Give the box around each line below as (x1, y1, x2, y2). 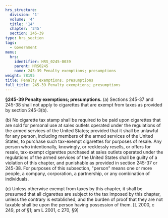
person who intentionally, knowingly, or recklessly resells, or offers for (5, 143, 151, 149)
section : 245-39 (10, 31, 44, 36)
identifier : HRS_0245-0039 (14, 59, 71, 64)
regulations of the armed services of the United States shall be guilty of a (5, 154, 157, 160)
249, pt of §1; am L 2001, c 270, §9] (5, 207, 79, 213)
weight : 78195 (5, 73, 35, 78)
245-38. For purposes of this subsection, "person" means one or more (5, 165, 152, 171)
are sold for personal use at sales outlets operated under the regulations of (5, 122, 161, 128)
